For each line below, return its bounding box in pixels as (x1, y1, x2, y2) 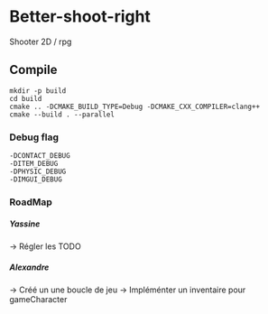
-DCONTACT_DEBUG (9, 152, 70, 161)
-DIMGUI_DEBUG (9, 175, 63, 184)
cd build (9, 94, 42, 103)
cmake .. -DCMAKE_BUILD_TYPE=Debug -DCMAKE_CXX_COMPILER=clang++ (9, 102, 260, 111)
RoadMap (9, 196, 52, 208)
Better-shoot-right (9, 6, 152, 27)
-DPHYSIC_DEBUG (9, 167, 67, 177)
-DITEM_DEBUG (9, 160, 59, 169)
